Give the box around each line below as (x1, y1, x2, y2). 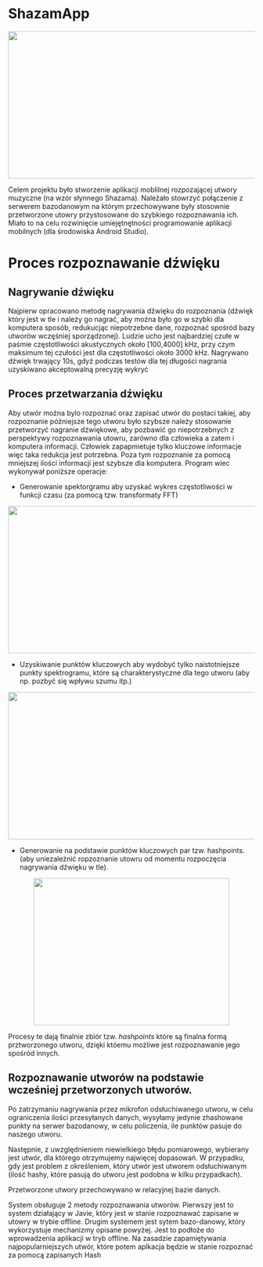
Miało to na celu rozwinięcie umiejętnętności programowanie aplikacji (8, 218, 232, 228)
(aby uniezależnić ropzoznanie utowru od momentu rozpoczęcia (19, 854, 227, 863)
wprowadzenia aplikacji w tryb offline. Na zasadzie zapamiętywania (8, 1233, 227, 1243)
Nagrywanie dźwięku (8, 285, 114, 298)
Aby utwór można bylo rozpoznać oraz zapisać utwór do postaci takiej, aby (8, 408, 251, 417)
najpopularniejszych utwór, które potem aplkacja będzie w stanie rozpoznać (8, 1242, 254, 1251)
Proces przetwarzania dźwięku (8, 387, 163, 401)
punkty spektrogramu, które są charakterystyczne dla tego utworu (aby (19, 668, 250, 677)
